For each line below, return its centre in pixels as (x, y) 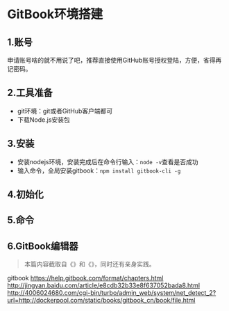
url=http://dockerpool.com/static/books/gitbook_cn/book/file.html (101, 301)
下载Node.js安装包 (44, 120)
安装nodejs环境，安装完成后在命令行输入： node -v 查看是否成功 (108, 161)
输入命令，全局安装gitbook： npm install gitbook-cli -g (99, 170)
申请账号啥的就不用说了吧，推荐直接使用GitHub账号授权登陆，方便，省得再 (114, 60)
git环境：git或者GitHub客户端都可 (65, 111)
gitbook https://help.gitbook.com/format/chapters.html (85, 278)
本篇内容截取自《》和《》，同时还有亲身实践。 (90, 264)
